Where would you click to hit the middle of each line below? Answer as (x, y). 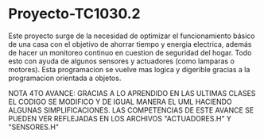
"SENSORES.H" (34, 127)
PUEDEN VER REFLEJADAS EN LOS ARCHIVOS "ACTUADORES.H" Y (120, 118)
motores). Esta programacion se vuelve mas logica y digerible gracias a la (129, 69)
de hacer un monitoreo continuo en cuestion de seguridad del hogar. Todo (130, 52)
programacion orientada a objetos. (65, 78)
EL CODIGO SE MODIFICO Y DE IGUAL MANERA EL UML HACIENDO (120, 102)
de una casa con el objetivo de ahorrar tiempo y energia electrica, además (130, 44)
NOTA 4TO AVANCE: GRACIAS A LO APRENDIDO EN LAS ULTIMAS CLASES (132, 93)
